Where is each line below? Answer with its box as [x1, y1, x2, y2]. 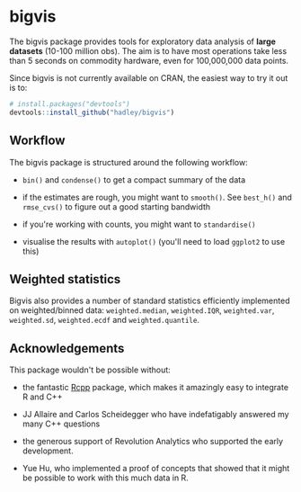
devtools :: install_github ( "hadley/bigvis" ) [9, 108, 175, 117]
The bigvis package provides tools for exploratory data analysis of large [9, 36, 277, 47]
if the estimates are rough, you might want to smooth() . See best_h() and [22, 192, 292, 202]
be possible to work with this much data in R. [22, 472, 189, 483]
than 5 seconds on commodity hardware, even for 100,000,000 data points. [9, 55, 289, 66]
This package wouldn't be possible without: [9, 364, 171, 375]
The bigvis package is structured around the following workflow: [9, 157, 249, 167]
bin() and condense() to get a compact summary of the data [22, 174, 246, 185]
